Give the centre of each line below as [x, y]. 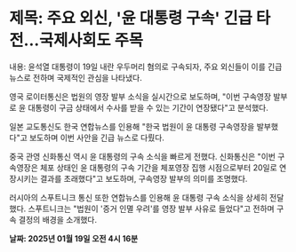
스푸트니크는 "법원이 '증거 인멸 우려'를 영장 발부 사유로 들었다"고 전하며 [152, 209]
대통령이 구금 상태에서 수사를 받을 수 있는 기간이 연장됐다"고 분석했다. [148, 107]
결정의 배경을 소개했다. [58, 219]
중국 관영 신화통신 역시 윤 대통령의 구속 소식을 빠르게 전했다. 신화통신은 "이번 [142, 156]
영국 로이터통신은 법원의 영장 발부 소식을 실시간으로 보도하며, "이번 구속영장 [140, 96]
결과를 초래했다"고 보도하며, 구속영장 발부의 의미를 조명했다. [144, 178]
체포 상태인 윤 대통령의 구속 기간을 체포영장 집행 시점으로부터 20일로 [158, 167]
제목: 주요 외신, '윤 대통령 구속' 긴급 [131, 18]
